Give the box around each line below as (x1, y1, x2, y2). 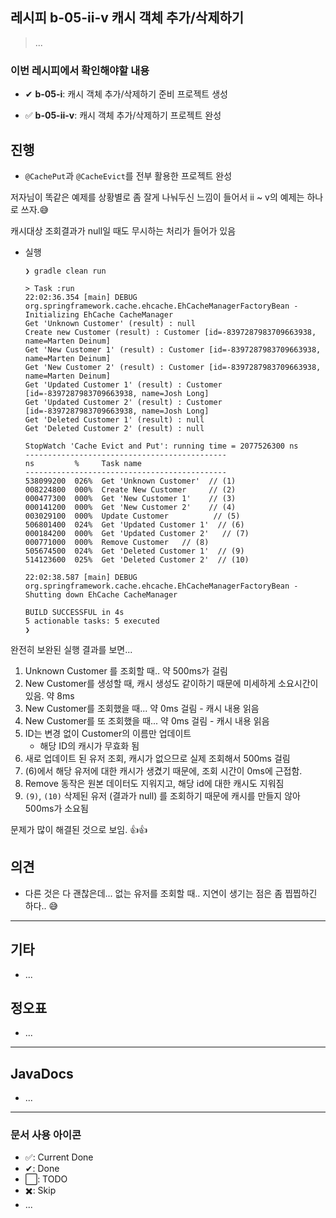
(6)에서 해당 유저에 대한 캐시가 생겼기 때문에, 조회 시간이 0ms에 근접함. (24, 764, 303, 777)
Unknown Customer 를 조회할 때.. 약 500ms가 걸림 (24, 664, 228, 677)
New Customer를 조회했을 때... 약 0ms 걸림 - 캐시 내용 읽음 (24, 702, 260, 714)
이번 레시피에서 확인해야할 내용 (10, 63, 150, 77)
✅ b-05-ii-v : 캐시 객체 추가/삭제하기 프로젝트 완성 (24, 109, 222, 122)
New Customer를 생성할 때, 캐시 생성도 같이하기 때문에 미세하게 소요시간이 (24, 677, 319, 689)
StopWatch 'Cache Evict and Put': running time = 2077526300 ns (24, 441, 299, 451)
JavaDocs (10, 1065, 74, 1082)
